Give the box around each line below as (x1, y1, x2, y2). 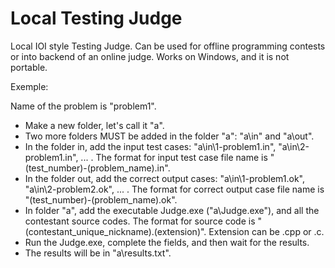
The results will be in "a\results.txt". (24, 247, 172, 259)
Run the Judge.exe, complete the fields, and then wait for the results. (24, 236, 310, 248)
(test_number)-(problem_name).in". (24, 162, 171, 174)
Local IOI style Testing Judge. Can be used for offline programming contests (10, 40, 326, 52)
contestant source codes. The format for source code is (24, 215, 256, 227)
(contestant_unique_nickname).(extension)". (24, 225, 207, 237)
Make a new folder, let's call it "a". (24, 119, 165, 131)
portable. (10, 61, 48, 73)
